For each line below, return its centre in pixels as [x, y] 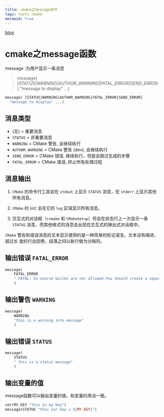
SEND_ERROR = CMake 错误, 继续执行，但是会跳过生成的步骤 [71, 156]
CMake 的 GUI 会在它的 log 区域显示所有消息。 [57, 208]
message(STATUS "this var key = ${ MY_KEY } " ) [51, 410]
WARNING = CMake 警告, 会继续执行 [46, 143]
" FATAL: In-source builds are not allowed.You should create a [81, 279]
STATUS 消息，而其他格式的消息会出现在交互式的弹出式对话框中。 [77, 224]
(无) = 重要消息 [27, 131]
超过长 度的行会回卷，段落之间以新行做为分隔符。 [55, 241]
